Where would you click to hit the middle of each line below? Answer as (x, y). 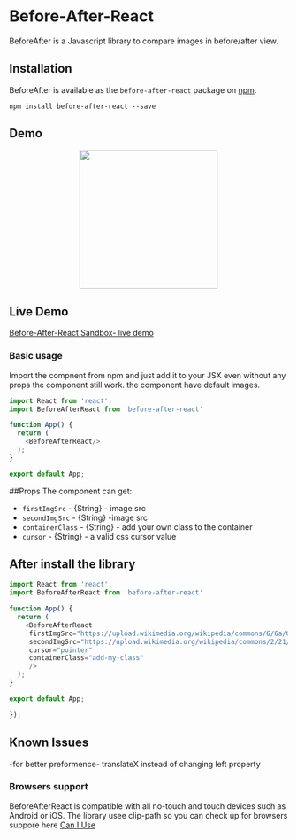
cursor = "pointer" (61, 650)
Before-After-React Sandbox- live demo (82, 333)
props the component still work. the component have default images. (135, 385)
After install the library (72, 564)
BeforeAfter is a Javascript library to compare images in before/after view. (144, 41)
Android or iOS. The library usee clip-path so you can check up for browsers (148, 815)
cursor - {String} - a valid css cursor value (99, 536)
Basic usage (36, 356)
